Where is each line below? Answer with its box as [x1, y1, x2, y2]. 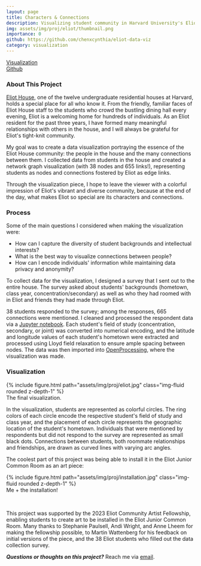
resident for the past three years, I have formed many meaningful [6, 119, 167, 127]
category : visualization [6, 43, 68, 49]
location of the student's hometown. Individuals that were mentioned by [6, 424, 184, 432]
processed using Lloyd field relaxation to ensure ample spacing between [6, 340, 185, 347]
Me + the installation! [6, 486, 58, 493]
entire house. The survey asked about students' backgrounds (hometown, [6, 283, 188, 291]
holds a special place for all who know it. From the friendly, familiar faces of [6, 100, 193, 107]
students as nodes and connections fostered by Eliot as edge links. [6, 169, 172, 176]
